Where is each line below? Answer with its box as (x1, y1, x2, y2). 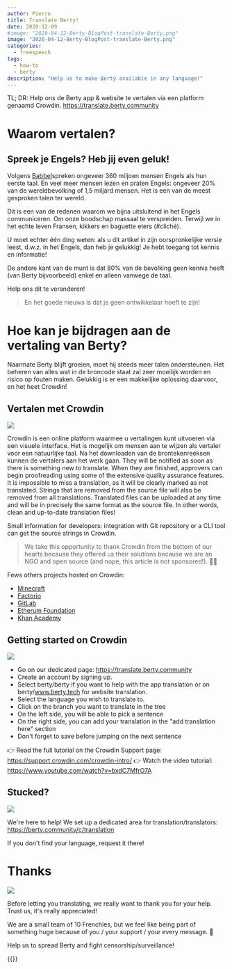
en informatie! (7, 250, 47, 259)
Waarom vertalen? (7, 126, 116, 141)
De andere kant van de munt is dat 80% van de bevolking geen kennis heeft (7, 264, 224, 272)
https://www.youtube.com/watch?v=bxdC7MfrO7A (7, 766, 152, 774)
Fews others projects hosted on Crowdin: (7, 571, 125, 579)
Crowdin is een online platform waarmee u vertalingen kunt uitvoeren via (7, 434, 215, 442)
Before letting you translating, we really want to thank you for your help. (7, 899, 213, 908)
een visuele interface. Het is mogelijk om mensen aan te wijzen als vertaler (7, 442, 221, 450)
